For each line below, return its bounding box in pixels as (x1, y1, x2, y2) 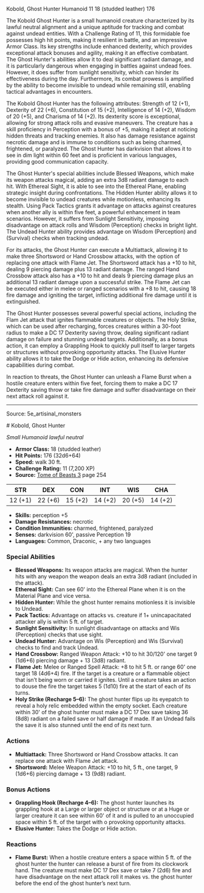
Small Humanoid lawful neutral (6, 434, 84, 440)
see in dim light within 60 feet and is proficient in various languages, (6, 151, 177, 159)
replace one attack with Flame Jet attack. (15, 757, 119, 764)
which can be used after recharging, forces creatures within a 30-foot (6, 322, 181, 330)
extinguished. (6, 298, 41, 305)
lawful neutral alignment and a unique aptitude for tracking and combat (6, 24, 184, 30)
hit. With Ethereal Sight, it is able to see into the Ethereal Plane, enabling (6, 182, 186, 190)
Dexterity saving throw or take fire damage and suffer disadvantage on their (6, 386, 196, 393)
